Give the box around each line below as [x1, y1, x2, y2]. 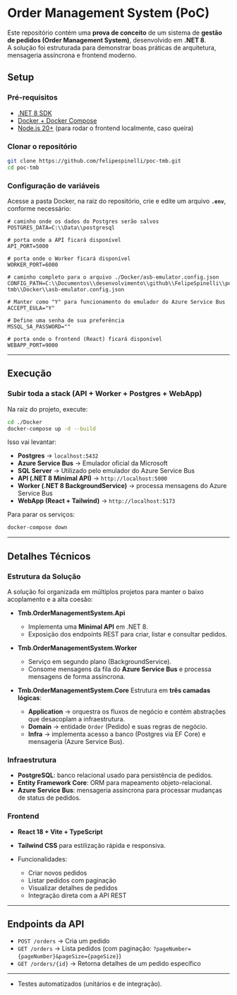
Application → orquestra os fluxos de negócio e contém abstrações [28, 707, 226, 716]
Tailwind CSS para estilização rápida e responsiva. [17, 841, 166, 849]
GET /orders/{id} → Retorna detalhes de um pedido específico [17, 960, 201, 968]
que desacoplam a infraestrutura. [28, 714, 126, 723]
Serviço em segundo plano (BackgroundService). [28, 657, 171, 665]
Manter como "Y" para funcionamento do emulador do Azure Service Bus [13, 298, 226, 306]
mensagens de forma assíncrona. [28, 672, 126, 680]
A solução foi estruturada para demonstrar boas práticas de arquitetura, [7, 43, 217, 52]
